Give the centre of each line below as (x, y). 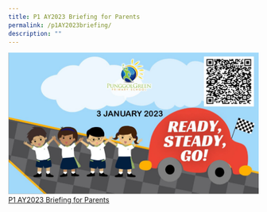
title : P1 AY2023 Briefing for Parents (74, 17)
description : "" (35, 33)
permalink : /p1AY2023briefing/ (60, 25)
